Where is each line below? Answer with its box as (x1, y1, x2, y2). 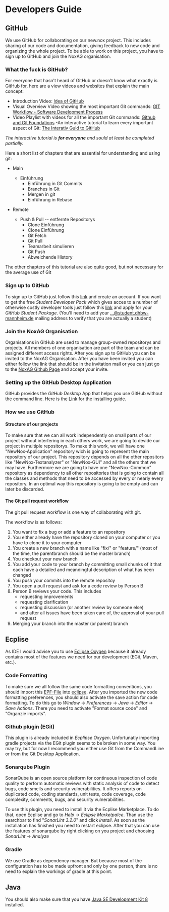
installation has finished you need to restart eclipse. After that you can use (5, 823, 160, 829)
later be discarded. (5, 486, 44, 493)
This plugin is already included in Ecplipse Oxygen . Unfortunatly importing (5, 734, 159, 741)
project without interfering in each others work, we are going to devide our (5, 438, 160, 444)
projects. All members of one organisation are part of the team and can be (5, 344, 159, 350)
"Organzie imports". (5, 710, 46, 716)
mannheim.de (5, 315, 34, 321)
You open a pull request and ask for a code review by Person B (12, 582, 144, 589)
